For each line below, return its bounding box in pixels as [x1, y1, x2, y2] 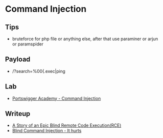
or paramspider [12, 41, 44, 47]
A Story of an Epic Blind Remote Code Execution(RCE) [12, 122, 121, 128]
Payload [5, 55, 31, 64]
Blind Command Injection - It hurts [12, 128, 82, 134]
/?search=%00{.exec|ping [12, 68, 66, 74]
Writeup [5, 110, 30, 118]
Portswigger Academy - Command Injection [12, 95, 101, 101]
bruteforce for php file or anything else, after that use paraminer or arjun [12, 36, 158, 42]
